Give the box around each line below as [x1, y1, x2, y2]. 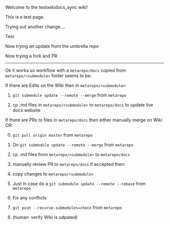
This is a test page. [5, 14, 45, 20]
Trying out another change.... [5, 24, 66, 30]
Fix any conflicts [12, 195, 47, 200]
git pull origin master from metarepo [12, 132, 93, 138]
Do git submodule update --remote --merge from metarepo [12, 142, 134, 148]
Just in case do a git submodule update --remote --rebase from [12, 181, 146, 186]
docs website [12, 107, 41, 113]
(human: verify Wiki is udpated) [12, 214, 78, 220]
